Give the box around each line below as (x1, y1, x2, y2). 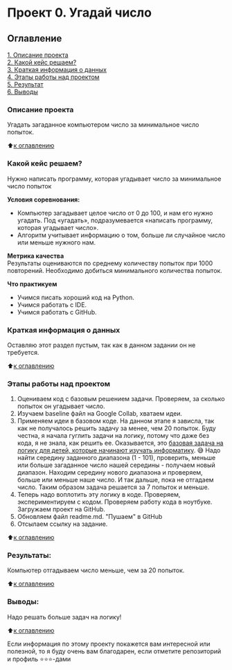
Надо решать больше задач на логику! (7, 612, 122, 621)
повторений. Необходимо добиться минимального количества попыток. (7, 266, 223, 274)
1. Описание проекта (7, 51, 69, 59)
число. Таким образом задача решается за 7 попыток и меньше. (17, 483, 210, 491)
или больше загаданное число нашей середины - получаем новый (17, 461, 216, 469)
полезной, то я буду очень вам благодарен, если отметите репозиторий (7, 646, 222, 655)
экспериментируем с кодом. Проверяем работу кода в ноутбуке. (17, 497, 213, 506)
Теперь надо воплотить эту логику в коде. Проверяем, (17, 491, 181, 499)
